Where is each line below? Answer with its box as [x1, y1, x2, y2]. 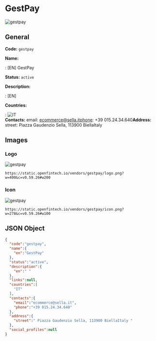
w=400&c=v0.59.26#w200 [5, 175, 51, 180]
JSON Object [5, 224, 45, 233]
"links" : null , [9, 277, 38, 283]
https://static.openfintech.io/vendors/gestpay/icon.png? [5, 207, 124, 211]
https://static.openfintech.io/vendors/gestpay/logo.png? [5, 171, 124, 176]
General [5, 33, 30, 41]
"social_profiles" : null [9, 327, 57, 332]
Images [5, 136, 28, 145]
